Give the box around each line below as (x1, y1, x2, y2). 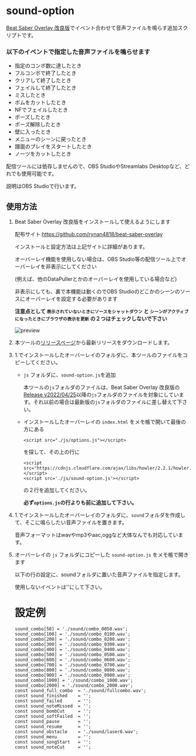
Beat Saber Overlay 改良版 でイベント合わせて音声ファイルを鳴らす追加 (6, 24, 178, 31)
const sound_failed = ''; (14, 698, 92, 704)
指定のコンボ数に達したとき (14, 62, 82, 69)
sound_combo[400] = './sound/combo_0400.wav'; (14, 646, 131, 653)
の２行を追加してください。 (23, 486, 90, 494)
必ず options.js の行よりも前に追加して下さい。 (23, 499, 137, 506)
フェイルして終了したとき (14, 84, 77, 92)
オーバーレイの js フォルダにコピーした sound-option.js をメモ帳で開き (14, 551, 189, 559)
